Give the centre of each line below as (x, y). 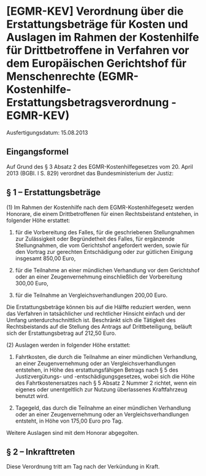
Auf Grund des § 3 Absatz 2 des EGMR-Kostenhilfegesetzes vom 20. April (100, 166)
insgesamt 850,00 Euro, (45, 258)
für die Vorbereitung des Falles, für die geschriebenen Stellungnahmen (105, 232)
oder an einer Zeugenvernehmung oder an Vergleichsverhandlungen (102, 414)
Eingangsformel (37, 152)
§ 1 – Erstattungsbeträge (54, 192)
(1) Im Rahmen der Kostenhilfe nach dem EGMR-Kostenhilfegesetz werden (100, 207)
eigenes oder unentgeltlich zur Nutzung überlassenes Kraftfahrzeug (101, 389)
